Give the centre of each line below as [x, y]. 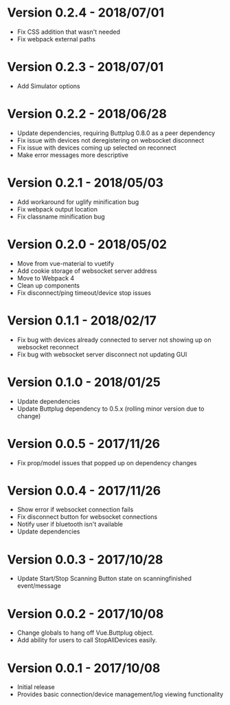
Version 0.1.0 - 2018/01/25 [84, 382]
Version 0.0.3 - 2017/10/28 [85, 559]
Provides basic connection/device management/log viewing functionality [120, 695]
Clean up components [48, 285]
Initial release [36, 687]
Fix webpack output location [57, 209]
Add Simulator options [48, 86]
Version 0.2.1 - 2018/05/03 [85, 183]
